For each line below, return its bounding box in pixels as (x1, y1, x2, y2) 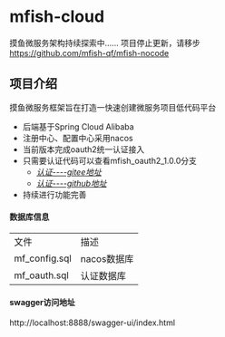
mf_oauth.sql (14, 269, 70, 282)
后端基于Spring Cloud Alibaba (22, 120, 134, 132)
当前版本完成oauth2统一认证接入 (22, 143, 145, 155)
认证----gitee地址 (35, 166, 102, 178)
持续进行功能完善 (22, 188, 87, 200)
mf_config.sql (14, 252, 73, 265)
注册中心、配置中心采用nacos (22, 132, 133, 143)
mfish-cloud (9, 6, 105, 27)
